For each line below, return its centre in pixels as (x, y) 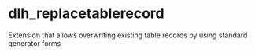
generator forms (35, 43)
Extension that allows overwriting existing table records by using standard (128, 35)
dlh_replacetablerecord (86, 14)
